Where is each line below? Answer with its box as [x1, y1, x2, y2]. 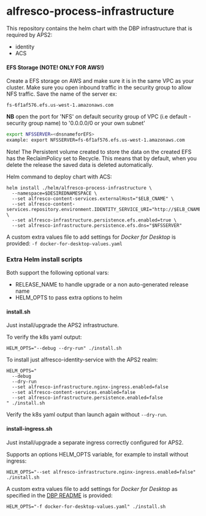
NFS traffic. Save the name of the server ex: [6, 90, 118, 98]
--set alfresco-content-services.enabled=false [12, 390, 136, 396]
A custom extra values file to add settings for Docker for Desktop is [6, 233, 176, 241]
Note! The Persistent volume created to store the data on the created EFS [6, 148, 192, 155]
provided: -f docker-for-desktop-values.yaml [6, 239, 123, 247]
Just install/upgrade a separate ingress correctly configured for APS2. [6, 439, 184, 446]
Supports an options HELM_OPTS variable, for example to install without [6, 450, 189, 458]
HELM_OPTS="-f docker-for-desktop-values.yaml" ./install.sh [6, 503, 166, 510]
